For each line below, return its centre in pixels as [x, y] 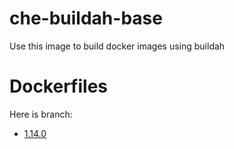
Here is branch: [41, 114]
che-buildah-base [86, 18]
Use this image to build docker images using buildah [117, 46]
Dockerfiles [59, 86]
